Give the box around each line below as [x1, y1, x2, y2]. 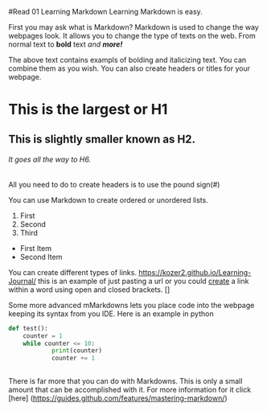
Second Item [19, 252, 63, 261]
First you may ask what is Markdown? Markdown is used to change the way [8, 23, 259, 31]
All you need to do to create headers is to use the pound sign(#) [8, 179, 220, 189]
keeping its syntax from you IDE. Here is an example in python [8, 309, 215, 319]
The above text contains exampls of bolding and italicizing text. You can [8, 55, 247, 64]
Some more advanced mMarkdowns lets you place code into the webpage [8, 300, 255, 310]
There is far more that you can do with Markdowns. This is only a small [8, 376, 243, 386]
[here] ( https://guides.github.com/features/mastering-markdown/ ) [8, 393, 228, 403]
